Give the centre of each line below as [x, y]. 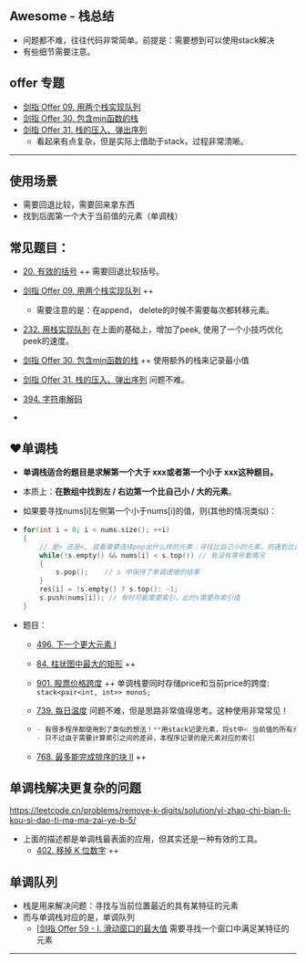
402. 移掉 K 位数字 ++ [77, 851]
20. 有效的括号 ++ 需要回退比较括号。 [93, 271]
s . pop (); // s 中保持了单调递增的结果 [128, 572]
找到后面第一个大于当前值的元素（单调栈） [102, 216]
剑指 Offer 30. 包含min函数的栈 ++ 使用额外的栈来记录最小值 [136, 361]
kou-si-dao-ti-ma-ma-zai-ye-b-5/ [73, 821]
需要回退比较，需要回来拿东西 [78, 204]
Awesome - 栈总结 [62, 16]
